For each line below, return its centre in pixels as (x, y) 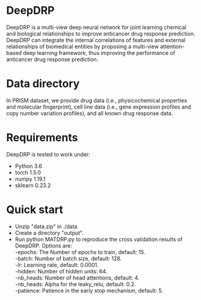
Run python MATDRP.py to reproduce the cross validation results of (99, 239)
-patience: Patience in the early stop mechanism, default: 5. (89, 290)
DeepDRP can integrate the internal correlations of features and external (96, 40)
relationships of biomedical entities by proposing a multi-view (83, 46)
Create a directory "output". (49, 232)
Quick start (35, 209)
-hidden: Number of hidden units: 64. (61, 271)
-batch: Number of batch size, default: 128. (68, 258)
